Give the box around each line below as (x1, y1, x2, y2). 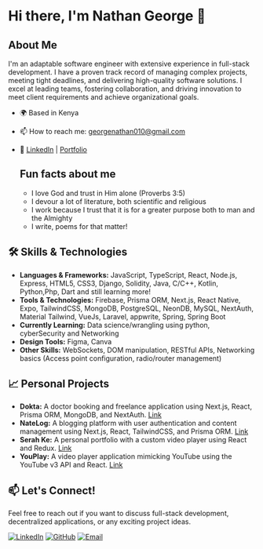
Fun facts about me (19, 168, 116, 181)
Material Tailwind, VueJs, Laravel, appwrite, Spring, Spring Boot (19, 311, 226, 321)
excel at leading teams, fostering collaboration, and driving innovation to (8, 84, 242, 93)
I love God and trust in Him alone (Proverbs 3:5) (31, 188, 186, 198)
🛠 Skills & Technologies (8, 245, 128, 259)
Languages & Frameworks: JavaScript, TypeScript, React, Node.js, (19, 270, 238, 279)
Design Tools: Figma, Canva (19, 336, 112, 346)
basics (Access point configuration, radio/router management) (19, 353, 222, 363)
